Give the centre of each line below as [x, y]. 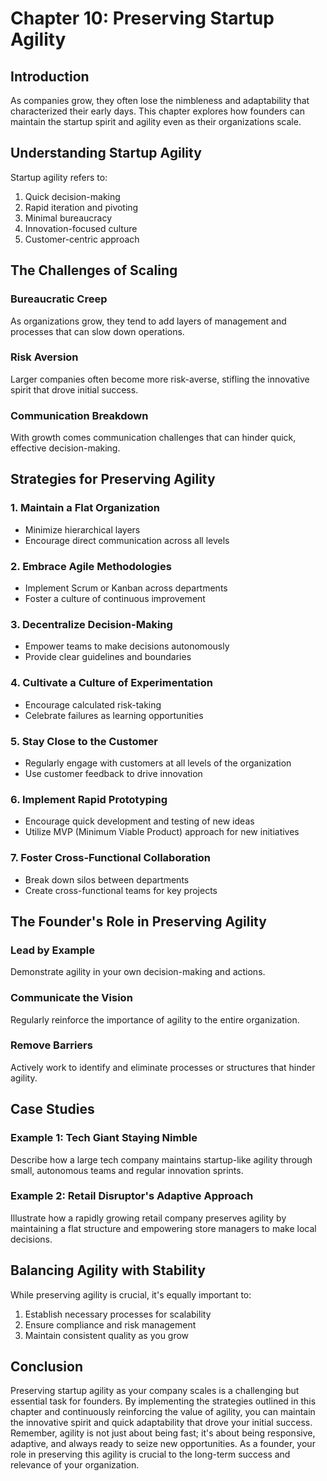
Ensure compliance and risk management [110, 1324]
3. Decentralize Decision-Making [91, 624]
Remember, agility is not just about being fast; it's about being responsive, [163, 1433]
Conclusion [47, 1367]
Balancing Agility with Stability [108, 1270]
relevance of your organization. [75, 1465]
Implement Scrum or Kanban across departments [126, 588]
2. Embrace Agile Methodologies [91, 566]
